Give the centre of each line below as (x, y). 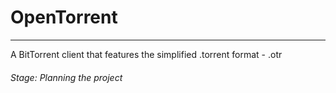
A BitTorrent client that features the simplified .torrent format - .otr (146, 54)
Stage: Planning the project (66, 77)
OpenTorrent (64, 17)
